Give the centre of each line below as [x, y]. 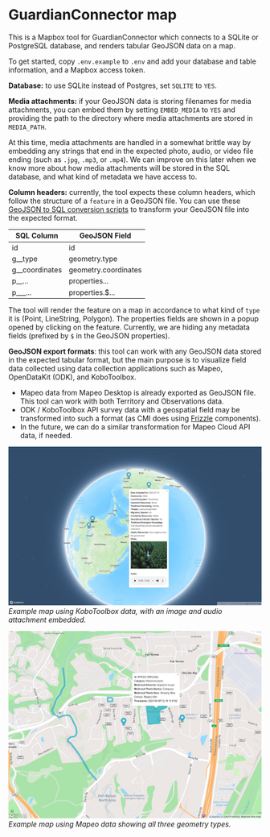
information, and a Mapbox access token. [77, 69]
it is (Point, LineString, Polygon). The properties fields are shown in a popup [134, 319]
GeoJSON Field [105, 236]
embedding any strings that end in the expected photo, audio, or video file [131, 151]
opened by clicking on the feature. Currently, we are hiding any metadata [129, 327]
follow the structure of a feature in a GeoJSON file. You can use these [125, 201]
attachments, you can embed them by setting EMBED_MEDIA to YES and [122, 110]
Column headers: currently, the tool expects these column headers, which [132, 192]
